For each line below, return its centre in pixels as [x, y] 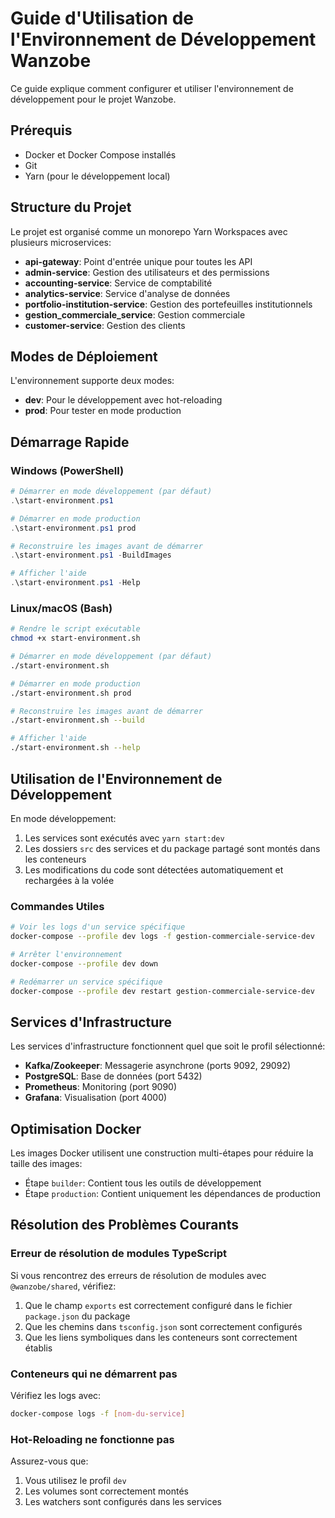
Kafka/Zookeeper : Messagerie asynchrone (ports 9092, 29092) [158, 1066]
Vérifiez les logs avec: [56, 1396]
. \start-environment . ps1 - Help [75, 583]
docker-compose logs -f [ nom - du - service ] [98, 1414]
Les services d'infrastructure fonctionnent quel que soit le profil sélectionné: [168, 1046]
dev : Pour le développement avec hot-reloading [123, 400]
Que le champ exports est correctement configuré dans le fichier [158, 1305]
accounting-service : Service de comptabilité [118, 283]
